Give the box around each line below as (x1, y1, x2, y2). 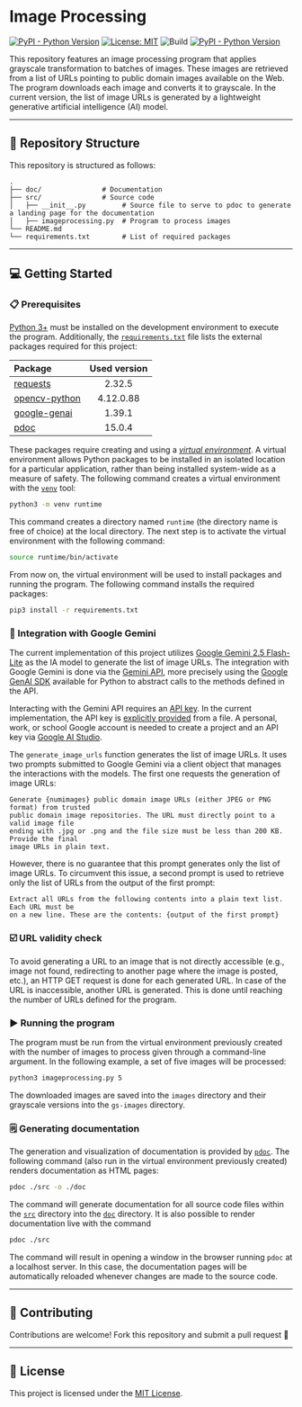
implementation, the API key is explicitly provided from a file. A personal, (9, 712, 278, 723)
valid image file (9, 819, 75, 829)
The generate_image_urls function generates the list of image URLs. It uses (9, 749, 288, 760)
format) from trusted (9, 803, 91, 812)
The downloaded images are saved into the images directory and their (9, 1089, 267, 1100)
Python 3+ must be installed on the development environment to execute (9, 322, 280, 333)
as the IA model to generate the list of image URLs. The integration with (24, 657, 289, 668)
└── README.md (9, 224, 63, 233)
